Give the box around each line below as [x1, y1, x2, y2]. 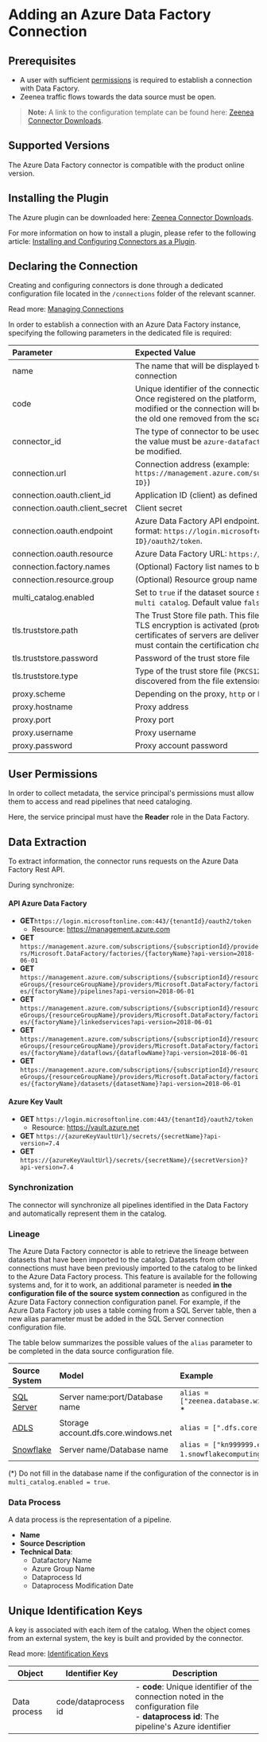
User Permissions [8, 767, 98, 781]
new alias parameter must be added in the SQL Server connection [8, 1314, 224, 1324]
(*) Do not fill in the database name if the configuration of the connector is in [8, 1468, 259, 1478]
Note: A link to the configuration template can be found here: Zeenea [27, 107, 254, 117]
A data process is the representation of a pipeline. [8, 1515, 172, 1524]
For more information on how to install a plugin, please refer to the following [8, 228, 257, 238]
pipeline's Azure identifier [134, 1721, 231, 1732]
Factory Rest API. [8, 865, 65, 875]
